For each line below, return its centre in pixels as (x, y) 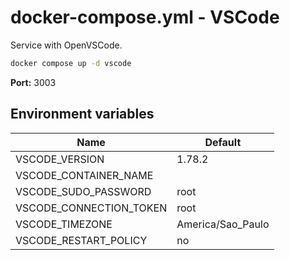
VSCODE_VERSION (60, 159)
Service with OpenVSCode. (66, 45)
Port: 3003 (33, 82)
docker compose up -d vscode (71, 63)
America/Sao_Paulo (223, 224)
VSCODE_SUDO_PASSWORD (83, 191)
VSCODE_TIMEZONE (64, 224)
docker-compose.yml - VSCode (145, 17)
